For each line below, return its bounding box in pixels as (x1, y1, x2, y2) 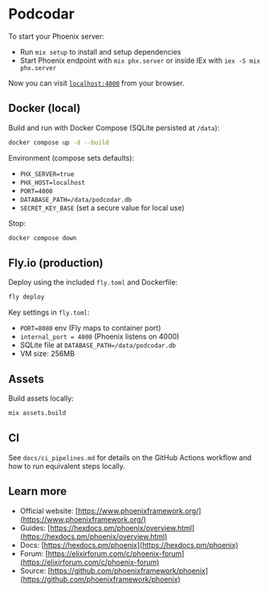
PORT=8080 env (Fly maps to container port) (19, 323, 161, 333)
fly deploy (8, 293, 45, 302)
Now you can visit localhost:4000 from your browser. (8, 78, 185, 88)
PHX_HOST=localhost (19, 179, 86, 187)
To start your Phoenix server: (8, 31, 104, 41)
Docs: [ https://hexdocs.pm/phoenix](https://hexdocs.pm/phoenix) (19, 540, 239, 549)
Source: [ (19, 565, 51, 575)
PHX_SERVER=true (19, 170, 75, 178)
